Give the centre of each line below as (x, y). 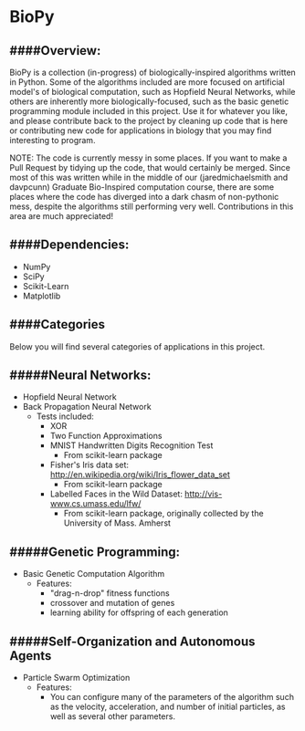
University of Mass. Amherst (117, 523)
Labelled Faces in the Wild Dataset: (116, 494)
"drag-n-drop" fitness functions (110, 593)
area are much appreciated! (62, 216)
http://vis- (203, 494)
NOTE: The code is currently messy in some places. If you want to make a (148, 158)
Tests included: (65, 416)
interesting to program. (53, 140)
